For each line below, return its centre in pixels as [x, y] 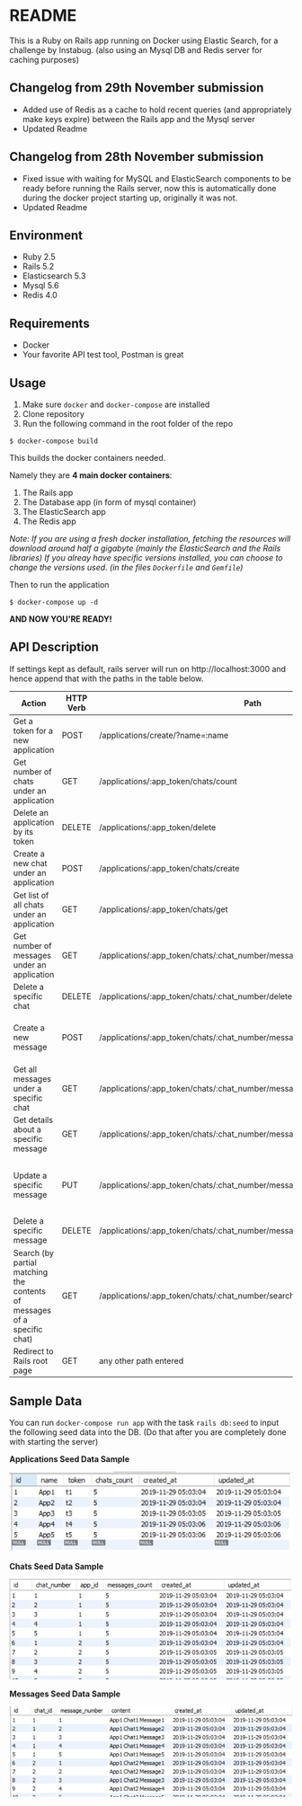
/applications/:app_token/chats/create [169, 868]
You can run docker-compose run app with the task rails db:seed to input [144, 1423]
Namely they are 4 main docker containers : [91, 475]
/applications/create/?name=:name [164, 735]
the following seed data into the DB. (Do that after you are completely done [148, 1432]
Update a [30, 1175]
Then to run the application [59, 584]
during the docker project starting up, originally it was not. [130, 198]
